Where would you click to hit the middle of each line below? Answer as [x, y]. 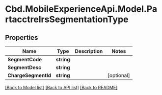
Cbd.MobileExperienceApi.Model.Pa [81, 9]
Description [89, 51]
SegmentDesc [25, 67]
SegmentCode [25, 59]
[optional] [119, 75]
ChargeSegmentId [29, 75]
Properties [22, 37]
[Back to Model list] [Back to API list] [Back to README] [61, 87]
